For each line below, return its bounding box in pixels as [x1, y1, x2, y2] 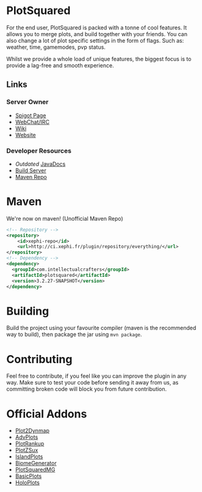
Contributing [6, 352, 73, 366]
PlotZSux [15, 447, 38, 454]
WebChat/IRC [15, 118, 50, 125]
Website [15, 131, 37, 138]
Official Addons [6, 407, 87, 420]
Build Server [15, 166, 47, 174]
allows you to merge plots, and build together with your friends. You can [6, 30, 188, 37]
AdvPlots [15, 433, 38, 441]
